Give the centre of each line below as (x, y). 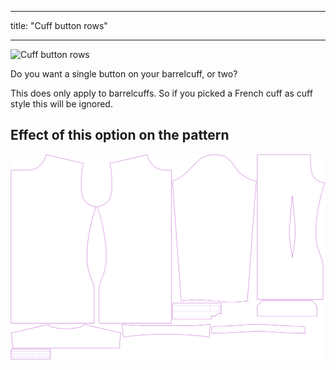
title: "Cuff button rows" (59, 25)
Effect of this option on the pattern (120, 135)
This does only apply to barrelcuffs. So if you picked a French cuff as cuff (161, 93)
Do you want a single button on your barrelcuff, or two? (124, 74)
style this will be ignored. (61, 104)
